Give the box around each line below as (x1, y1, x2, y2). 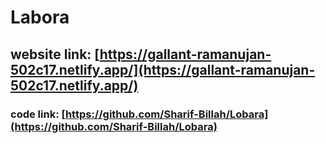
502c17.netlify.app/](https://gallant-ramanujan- (10, 61, 316, 78)
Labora (10, 6, 70, 29)
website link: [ (10, 46, 100, 63)
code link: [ (10, 107, 66, 121)
